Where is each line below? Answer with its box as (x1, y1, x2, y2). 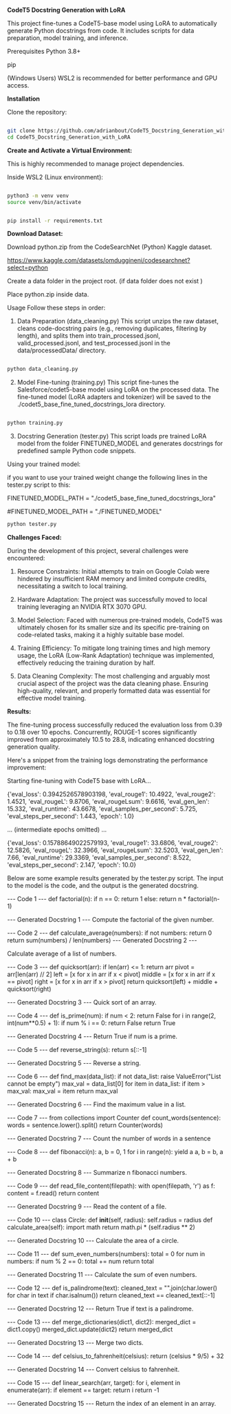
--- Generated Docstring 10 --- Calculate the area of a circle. (7, 1237, 179, 1244)
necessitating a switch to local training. (16, 582, 129, 590)
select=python (7, 263, 48, 272)
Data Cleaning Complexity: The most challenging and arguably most (16, 672, 210, 680)
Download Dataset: (7, 230, 63, 238)
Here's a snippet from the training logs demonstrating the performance (7, 756, 208, 764)
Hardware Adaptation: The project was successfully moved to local (16, 596, 208, 603)
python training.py (7, 420, 63, 427)
